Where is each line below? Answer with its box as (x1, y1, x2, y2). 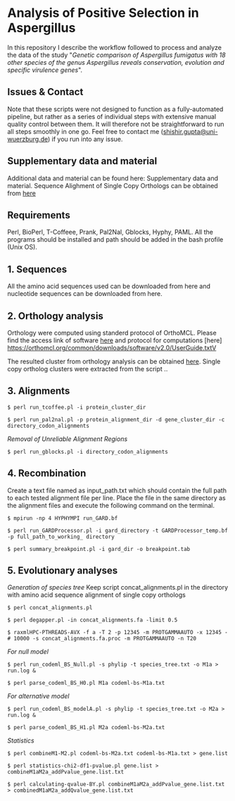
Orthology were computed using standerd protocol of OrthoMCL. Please (7, 329, 217, 337)
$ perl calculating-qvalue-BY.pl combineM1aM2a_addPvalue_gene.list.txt (7, 781, 225, 788)
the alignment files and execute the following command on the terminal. (7, 501, 215, 509)
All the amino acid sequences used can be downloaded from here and (7, 282, 211, 290)
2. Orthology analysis (7, 310, 104, 322)
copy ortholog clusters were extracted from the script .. (7, 365, 168, 373)
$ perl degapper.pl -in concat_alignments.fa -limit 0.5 (7, 616, 178, 624)
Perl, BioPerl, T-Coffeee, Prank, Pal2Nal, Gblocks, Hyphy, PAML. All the (7, 228, 213, 237)
